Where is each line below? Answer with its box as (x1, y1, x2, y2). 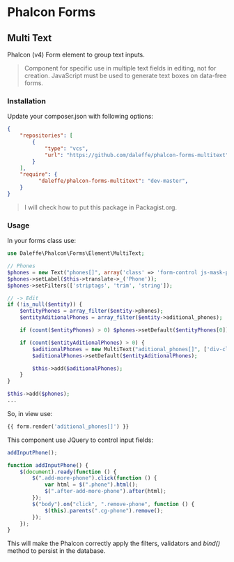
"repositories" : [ (19, 132, 73, 140)
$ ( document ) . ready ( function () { (19, 468, 117, 475)
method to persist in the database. (7, 547, 106, 555)
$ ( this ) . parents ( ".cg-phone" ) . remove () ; (44, 507, 164, 514)
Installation (7, 96, 47, 105)
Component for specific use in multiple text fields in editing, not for (24, 64, 217, 72)
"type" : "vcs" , (44, 145, 89, 152)
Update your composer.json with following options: (7, 112, 153, 121)
